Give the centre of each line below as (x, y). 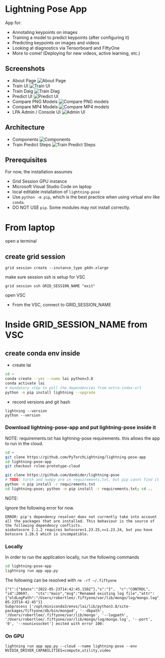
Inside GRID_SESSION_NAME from (76, 325)
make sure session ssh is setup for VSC (45, 277)
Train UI (20, 86)
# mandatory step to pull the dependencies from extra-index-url (73, 388)
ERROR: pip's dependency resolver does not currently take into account (81, 517)
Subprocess (16, 606)
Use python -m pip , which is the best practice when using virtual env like (86, 197)
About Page (24, 80)
